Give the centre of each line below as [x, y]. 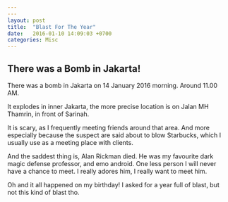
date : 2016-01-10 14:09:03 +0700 [60, 33]
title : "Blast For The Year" [52, 27]
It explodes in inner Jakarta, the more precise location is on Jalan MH [108, 106]
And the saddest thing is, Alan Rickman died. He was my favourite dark [110, 156]
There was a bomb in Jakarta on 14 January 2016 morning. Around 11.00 [112, 85]
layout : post [26, 20]
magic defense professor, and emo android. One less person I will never [112, 163]
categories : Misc [33, 40]
